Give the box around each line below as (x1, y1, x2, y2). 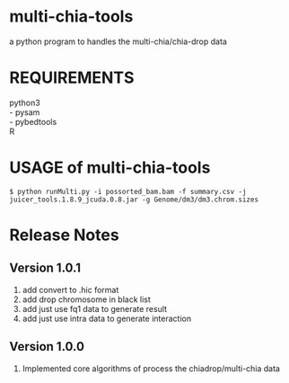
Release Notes (9, 225, 119, 245)
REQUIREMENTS (9, 67, 135, 88)
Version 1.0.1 (9, 261, 82, 276)
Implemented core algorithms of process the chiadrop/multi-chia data (22, 362, 281, 374)
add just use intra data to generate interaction (22, 313, 191, 324)
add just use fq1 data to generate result (22, 303, 168, 314)
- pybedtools (9, 116, 57, 127)
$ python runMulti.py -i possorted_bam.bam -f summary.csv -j (9, 187, 247, 196)
